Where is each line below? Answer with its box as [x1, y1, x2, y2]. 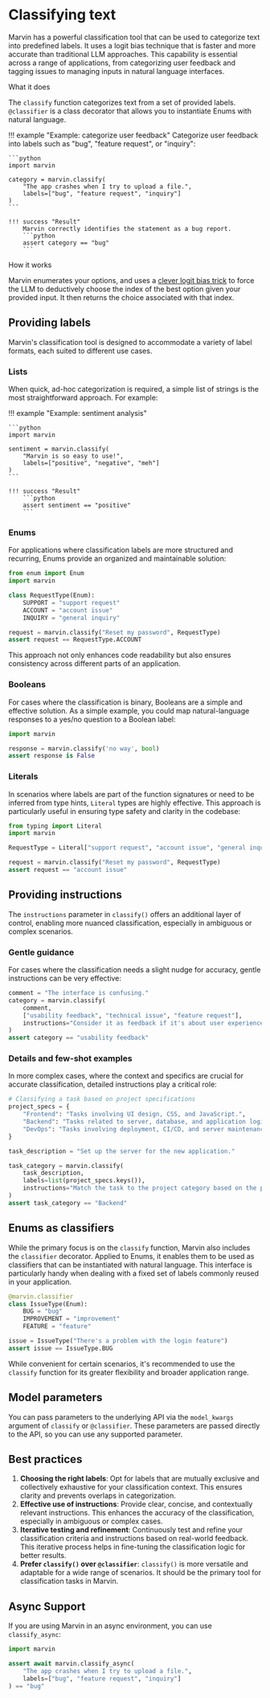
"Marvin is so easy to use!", [22, 452, 125, 460]
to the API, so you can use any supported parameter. [8, 1429, 183, 1439]
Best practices [8, 1452, 83, 1466]
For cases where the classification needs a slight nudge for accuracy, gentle [8, 965, 261, 975]
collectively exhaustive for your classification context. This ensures [19, 1482, 243, 1492]
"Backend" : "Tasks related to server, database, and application [22, 1118, 247, 1126]
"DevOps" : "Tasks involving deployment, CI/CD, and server [22, 1124, 225, 1133]
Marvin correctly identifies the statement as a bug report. [22, 224, 231, 232]
